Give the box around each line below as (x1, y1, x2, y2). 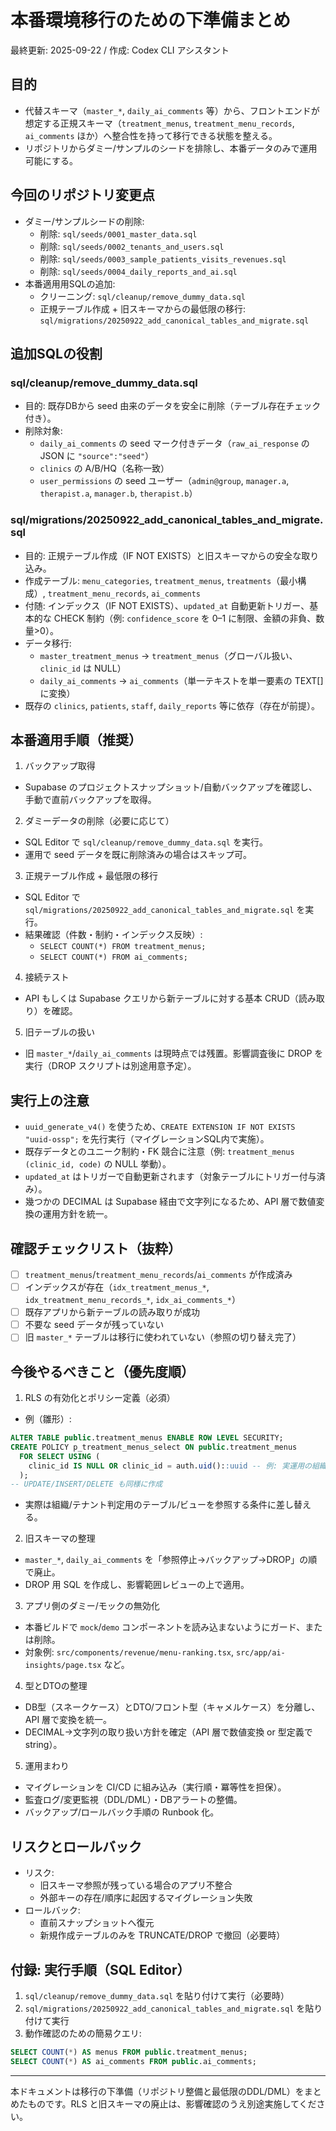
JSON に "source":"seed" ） (39, 450, 155, 462)
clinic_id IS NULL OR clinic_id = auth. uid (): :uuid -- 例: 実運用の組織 (28, 1461, 327, 1471)
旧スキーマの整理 (24, 1532, 96, 1545)
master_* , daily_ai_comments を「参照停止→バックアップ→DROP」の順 (24, 1554, 318, 1566)
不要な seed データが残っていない (24, 1319, 165, 1331)
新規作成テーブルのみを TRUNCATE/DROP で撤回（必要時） (39, 1929, 286, 1941)
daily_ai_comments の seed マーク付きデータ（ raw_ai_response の (39, 437, 310, 450)
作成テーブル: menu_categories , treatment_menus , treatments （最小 (24, 574, 298, 586)
